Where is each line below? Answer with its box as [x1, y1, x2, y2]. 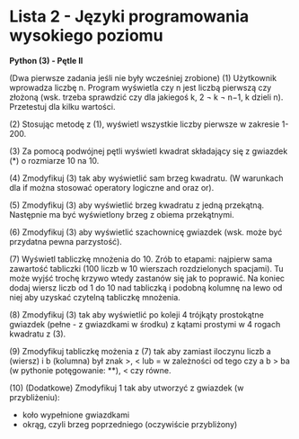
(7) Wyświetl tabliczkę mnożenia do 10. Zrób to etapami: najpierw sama [9, 254, 273, 264]
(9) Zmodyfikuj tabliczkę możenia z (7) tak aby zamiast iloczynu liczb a [9, 345, 271, 356]
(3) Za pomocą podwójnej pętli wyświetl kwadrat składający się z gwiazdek [9, 146, 288, 157]
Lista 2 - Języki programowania [9, 6, 250, 27]
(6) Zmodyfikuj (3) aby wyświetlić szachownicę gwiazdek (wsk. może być [9, 227, 283, 237]
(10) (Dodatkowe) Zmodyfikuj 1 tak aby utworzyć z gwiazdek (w [9, 382, 244, 393]
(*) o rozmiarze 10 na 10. [9, 155, 100, 166]
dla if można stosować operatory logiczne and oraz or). [9, 182, 215, 193]
